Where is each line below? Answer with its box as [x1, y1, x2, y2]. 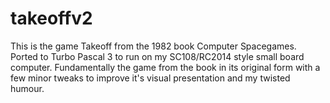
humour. [10, 82, 45, 94]
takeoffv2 [10, 7, 93, 30]
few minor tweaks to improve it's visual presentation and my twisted [10, 72, 291, 84]
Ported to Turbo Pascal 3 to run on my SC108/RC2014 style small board [10, 50, 305, 62]
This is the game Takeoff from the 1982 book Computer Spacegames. [10, 40, 297, 52]
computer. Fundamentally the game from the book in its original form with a [10, 61, 321, 73]
